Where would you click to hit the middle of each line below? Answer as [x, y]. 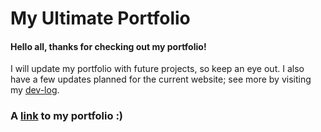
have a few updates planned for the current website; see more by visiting [161, 79]
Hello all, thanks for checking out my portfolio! [108, 46]
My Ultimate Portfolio [100, 18]
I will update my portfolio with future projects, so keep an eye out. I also [157, 69]
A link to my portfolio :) [67, 116]
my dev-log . [35, 90]
